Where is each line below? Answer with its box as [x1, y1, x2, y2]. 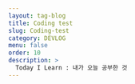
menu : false [8, 42, 48, 50]
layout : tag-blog [8, 11, 66, 20]
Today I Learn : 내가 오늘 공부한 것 [15, 64, 128, 72]
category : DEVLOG [8, 34, 66, 42]
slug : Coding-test [8, 26, 69, 34]
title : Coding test [8, 19, 73, 27]
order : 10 [8, 49, 42, 57]
